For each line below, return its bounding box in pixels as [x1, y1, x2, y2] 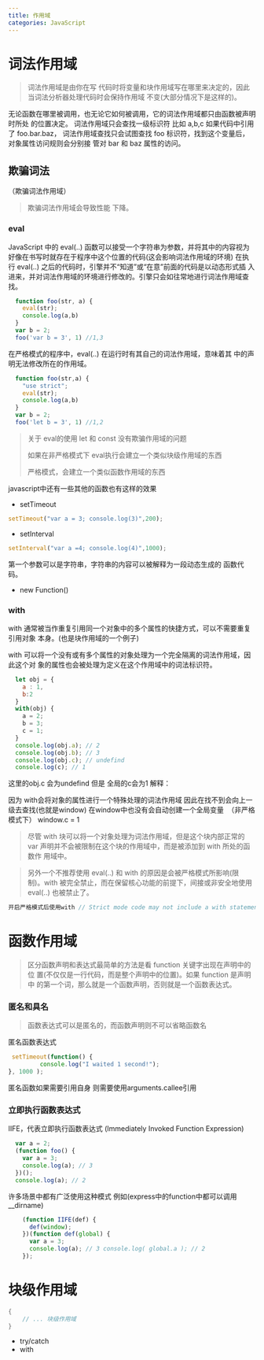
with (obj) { [15, 705, 55, 713]
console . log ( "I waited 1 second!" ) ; [39, 1060, 159, 1069]
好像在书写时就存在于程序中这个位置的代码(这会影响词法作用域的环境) [8, 252, 234, 261]
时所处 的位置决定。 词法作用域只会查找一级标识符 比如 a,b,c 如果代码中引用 [8, 119, 255, 128]
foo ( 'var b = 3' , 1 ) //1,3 [15, 334, 104, 342]
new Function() [19, 585, 69, 594]
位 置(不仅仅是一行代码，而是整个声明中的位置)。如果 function [27, 970, 229, 980]
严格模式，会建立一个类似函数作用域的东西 [27, 467, 166, 476]
